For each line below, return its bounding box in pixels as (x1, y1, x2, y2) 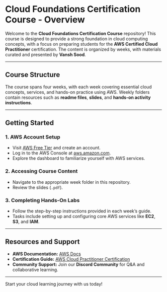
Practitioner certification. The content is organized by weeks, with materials (5, 46, 162, 52)
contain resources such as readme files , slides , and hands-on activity (5, 94, 151, 100)
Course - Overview (5, 14, 85, 25)
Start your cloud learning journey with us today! (5, 281, 103, 287)
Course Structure (5, 71, 61, 79)
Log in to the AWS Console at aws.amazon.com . (12, 150, 111, 156)
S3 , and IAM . (12, 219, 40, 224)
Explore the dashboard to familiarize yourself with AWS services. (12, 155, 145, 161)
